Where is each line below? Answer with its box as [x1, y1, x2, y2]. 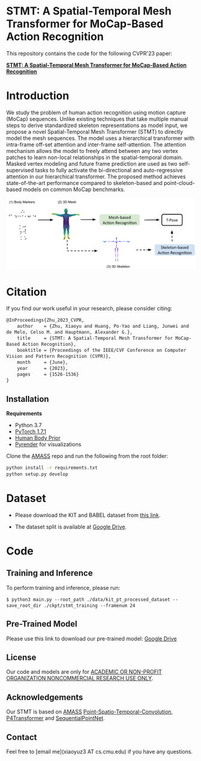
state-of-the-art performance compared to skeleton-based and [6, 179, 163, 186]
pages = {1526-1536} [17, 372, 79, 378]
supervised [6, 166, 34, 174]
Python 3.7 [14, 422, 42, 429]
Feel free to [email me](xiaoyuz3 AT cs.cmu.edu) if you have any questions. [6, 748, 193, 756]
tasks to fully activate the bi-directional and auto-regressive [35, 166, 183, 174]
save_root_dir [6, 603, 42, 609]
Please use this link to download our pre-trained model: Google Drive [6, 634, 177, 642]
